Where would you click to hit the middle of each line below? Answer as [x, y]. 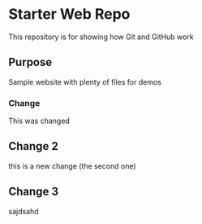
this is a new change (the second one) [72, 166]
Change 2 [33, 146]
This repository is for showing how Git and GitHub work [101, 37]
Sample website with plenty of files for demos [85, 81]
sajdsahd [24, 211]
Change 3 [34, 192]
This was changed [39, 121]
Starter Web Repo [69, 14]
